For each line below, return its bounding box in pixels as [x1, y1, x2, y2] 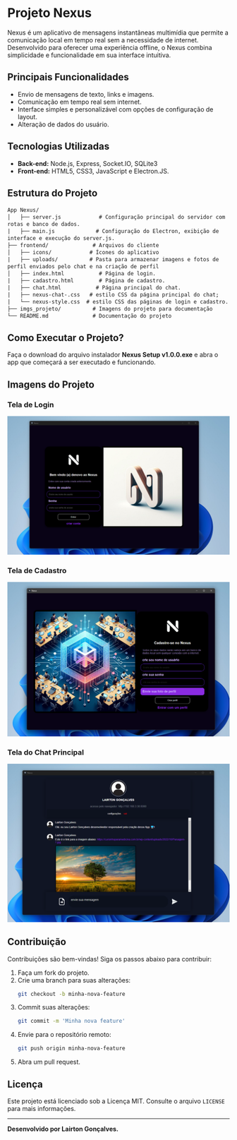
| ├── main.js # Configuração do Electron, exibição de [7, 228, 219, 235]
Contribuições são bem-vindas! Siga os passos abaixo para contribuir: [7, 954, 212, 963]
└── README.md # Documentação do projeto [7, 313, 172, 320]
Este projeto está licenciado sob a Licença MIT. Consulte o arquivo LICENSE [7, 1096, 225, 1105]
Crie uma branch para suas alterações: [17, 976, 131, 984]
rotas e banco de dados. [7, 221, 80, 228]
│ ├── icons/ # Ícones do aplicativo [7, 249, 159, 256]
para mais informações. [7, 1104, 76, 1112]
